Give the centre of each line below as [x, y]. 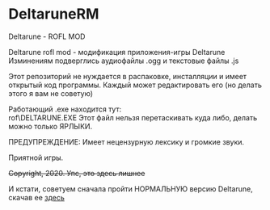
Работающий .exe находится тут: [65, 109]
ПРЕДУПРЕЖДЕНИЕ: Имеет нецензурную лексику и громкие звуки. [127, 141]
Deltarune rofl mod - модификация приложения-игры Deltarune [117, 52]
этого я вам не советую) [51, 93]
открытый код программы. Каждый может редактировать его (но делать [135, 85]
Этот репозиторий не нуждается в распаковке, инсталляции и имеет [128, 76]
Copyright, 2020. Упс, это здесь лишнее [77, 173]
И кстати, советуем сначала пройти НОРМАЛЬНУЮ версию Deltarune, [131, 189]
